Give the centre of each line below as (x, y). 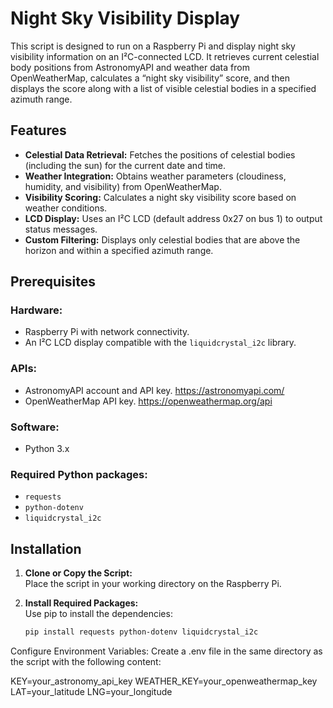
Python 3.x (47, 449)
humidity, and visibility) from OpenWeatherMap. (123, 186)
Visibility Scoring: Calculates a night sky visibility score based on (160, 197)
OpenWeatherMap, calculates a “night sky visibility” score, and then (150, 78)
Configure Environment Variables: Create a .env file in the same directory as (166, 651)
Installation (46, 548)
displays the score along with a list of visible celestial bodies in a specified (163, 88)
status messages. (61, 229)
